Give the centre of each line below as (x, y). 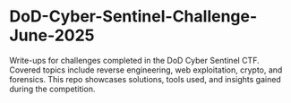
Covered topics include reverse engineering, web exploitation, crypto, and (146, 70)
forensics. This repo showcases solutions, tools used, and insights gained (145, 79)
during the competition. (52, 89)
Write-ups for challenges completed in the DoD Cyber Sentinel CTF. (134, 60)
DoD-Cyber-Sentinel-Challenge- (133, 17)
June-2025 (52, 35)
